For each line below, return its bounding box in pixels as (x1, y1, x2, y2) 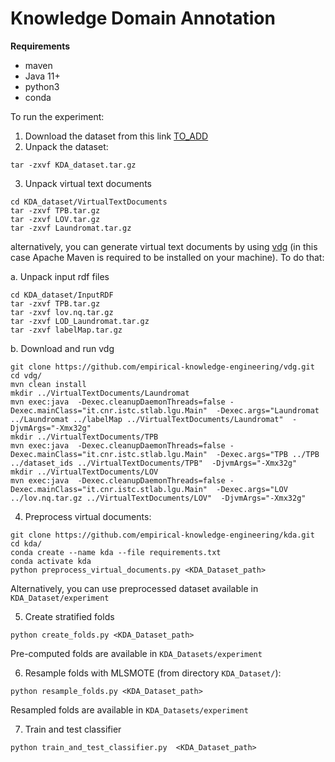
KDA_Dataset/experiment (10, 593, 110, 603)
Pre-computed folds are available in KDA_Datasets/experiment (10, 647, 263, 659)
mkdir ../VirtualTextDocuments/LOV (10, 467, 159, 477)
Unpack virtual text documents (24, 177, 152, 189)
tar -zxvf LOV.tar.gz (10, 214, 101, 224)
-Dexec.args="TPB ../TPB (216, 449, 320, 459)
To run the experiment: (10, 110, 105, 122)
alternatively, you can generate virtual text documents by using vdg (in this (10, 240, 318, 252)
